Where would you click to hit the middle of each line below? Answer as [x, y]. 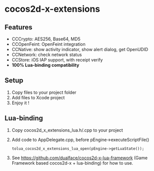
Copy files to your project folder [44, 92]
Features [18, 27]
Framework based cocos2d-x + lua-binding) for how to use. [72, 163]
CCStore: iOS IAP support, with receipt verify [57, 60]
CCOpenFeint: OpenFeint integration [48, 44]
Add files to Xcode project [38, 97]
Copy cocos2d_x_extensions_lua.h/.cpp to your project [67, 130]
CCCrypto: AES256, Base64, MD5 [46, 39]
